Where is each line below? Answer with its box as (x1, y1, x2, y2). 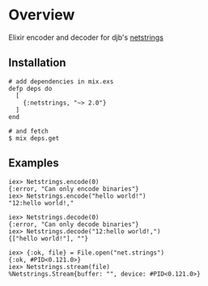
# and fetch (8, 127, 49, 135)
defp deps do (8, 84, 53, 92)
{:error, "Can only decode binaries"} (8, 220, 139, 228)
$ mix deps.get (8, 134, 60, 143)
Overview (8, 6, 75, 24)
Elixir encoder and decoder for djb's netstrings (8, 32, 164, 42)
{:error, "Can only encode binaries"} (8, 185, 139, 193)
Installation (8, 56, 66, 70)
